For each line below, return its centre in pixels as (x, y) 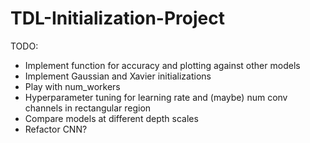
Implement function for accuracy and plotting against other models (162, 65)
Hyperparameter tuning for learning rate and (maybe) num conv (156, 97)
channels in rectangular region (88, 108)
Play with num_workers (72, 86)
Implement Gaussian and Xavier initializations (118, 76)
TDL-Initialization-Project (117, 18)
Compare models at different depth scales (111, 118)
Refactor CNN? (56, 129)
